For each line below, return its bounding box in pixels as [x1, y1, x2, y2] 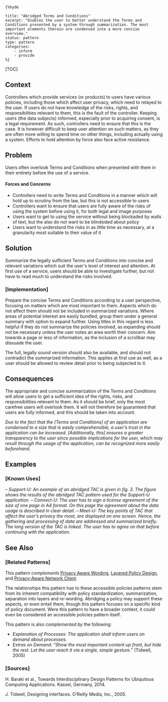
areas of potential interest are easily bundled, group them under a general [5, 313, 157, 319]
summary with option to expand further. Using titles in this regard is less [5, 318, 153, 324]
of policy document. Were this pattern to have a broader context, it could [5, 606, 155, 612]
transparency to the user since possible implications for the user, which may [5, 435, 163, 441]
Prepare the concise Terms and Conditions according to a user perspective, [5, 297, 161, 303]
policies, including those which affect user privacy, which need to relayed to [5, 99, 162, 105]
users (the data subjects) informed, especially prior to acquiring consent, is [5, 115, 160, 121]
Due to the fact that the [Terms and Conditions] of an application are [5, 419, 147, 425]
